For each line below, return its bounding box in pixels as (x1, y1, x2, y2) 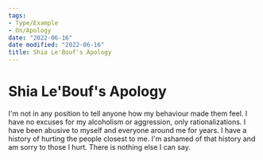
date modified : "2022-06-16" (8, 41, 105, 49)
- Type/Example (8, 19, 59, 27)
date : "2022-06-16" (8, 33, 73, 42)
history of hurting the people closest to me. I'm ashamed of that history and (8, 134, 256, 143)
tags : (8, 11, 26, 20)
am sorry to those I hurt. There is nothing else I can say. (8, 142, 191, 151)
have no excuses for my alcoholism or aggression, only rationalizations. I (8, 116, 246, 127)
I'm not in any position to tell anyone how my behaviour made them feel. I (8, 109, 248, 118)
